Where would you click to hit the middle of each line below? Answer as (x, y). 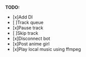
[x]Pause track (28, 28)
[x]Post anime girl (31, 44)
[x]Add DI (23, 17)
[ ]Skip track (25, 33)
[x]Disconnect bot (31, 38)
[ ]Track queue (28, 22)
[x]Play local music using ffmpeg (47, 49)
